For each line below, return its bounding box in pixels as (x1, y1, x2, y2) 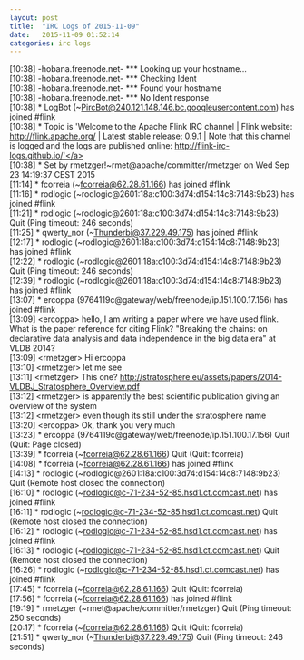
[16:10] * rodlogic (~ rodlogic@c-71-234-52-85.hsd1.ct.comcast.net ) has (9, 487, 279, 499)
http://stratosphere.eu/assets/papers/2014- (119, 372, 283, 383)
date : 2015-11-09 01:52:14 (9, 30, 120, 39)
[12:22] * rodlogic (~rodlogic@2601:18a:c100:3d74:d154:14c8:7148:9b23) (9, 256, 283, 267)
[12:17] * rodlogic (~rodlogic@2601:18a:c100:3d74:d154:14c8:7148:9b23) (9, 237, 280, 247)
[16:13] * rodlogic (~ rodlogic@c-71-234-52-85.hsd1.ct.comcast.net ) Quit (9, 545, 279, 556)
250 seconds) (9, 613, 62, 624)
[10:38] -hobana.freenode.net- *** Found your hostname (9, 82, 222, 93)
